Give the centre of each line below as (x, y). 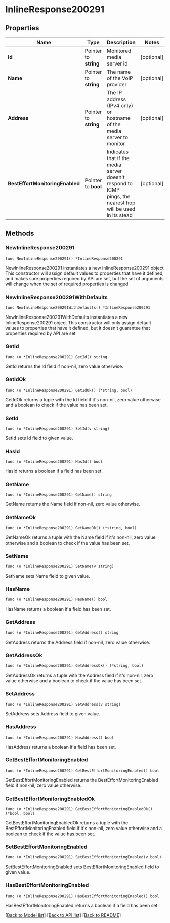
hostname (118, 118)
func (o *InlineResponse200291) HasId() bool (54, 462)
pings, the (118, 196)
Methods (20, 233)
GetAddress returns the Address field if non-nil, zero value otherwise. (78, 642)
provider (117, 85)
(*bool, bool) (20, 814)
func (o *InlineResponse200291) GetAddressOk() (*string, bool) (74, 666)
